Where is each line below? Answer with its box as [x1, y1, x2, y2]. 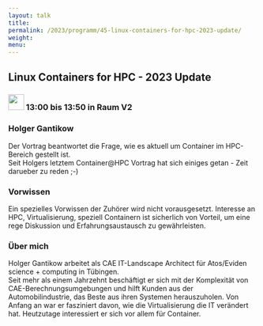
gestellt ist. [35, 150, 71, 159]
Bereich [8, 150, 34, 159]
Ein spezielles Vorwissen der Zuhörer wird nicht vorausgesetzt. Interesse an [8, 204, 255, 214]
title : [8, 19, 30, 27]
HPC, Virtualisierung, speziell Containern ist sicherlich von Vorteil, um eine [8, 213, 250, 222]
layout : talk [8, 11, 51, 20]
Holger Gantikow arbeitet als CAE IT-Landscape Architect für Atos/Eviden [8, 259, 247, 268]
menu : [8, 41, 26, 49]
